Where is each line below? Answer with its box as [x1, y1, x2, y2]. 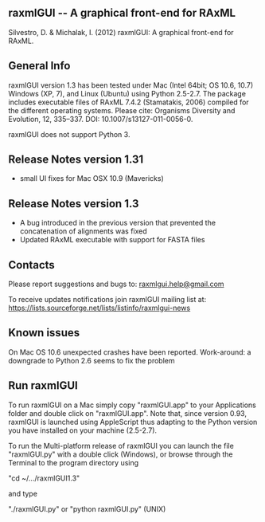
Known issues [8, 326, 80, 339]
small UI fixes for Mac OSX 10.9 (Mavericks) [19, 174, 165, 183]
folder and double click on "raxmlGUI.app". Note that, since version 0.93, [8, 408, 247, 418]
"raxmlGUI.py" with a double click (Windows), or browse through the [8, 449, 233, 459]
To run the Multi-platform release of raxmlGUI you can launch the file [8, 441, 235, 450]
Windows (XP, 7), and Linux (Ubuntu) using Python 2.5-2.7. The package [8, 88, 247, 98]
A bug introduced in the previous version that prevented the [19, 218, 216, 228]
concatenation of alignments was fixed [19, 226, 147, 236]
